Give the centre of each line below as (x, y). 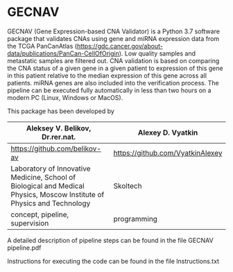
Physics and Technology (51, 203)
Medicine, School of (43, 177)
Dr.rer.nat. (59, 137)
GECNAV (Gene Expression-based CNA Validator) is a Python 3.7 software (114, 31)
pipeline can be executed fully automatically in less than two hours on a (109, 90)
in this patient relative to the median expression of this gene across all (107, 75)
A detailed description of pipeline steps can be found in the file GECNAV (110, 240)
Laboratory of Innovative (51, 169)
